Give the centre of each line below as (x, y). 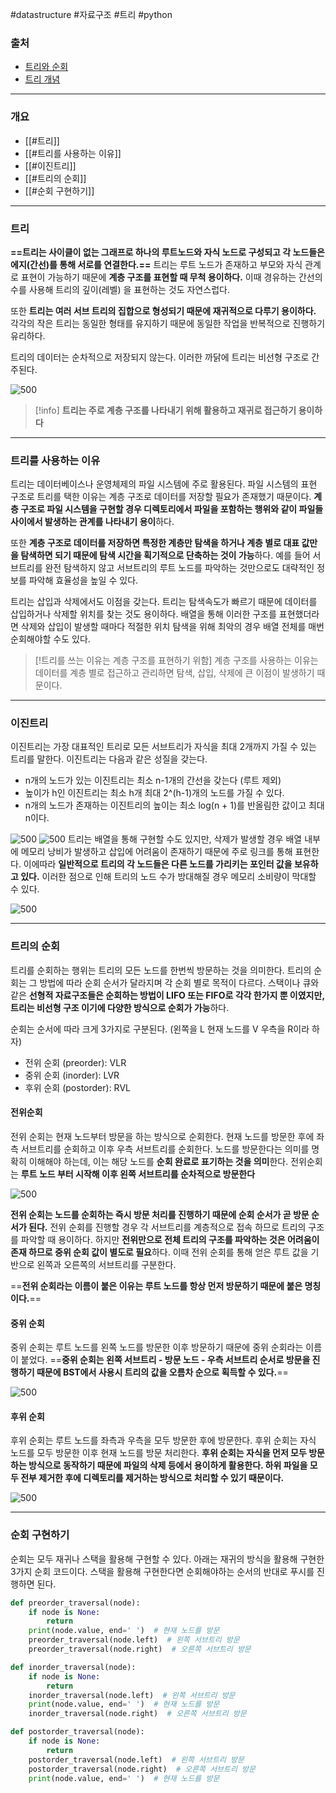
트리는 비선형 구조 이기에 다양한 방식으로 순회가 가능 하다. (120, 1007)
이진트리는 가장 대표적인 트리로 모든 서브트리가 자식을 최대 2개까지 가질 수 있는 (163, 747)
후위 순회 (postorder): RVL (77, 1087)
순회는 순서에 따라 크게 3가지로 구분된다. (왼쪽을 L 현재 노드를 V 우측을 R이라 (160, 1029)
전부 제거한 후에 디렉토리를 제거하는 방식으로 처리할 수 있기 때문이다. (152, 1478)
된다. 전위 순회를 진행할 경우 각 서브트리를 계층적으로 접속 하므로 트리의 (167, 1227)
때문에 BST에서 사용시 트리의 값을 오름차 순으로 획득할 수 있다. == (162, 1372)
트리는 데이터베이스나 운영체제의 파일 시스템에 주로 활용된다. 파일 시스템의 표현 (164, 484)
